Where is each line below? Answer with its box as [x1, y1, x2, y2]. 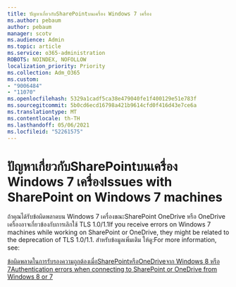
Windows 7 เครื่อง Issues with [7, 174, 173, 190]
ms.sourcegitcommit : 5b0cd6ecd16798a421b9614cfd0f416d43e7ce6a [7, 102, 197, 109]
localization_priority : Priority [7, 63, 106, 70]
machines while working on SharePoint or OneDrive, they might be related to [7, 228, 230, 236]
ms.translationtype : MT [7, 108, 77, 115]
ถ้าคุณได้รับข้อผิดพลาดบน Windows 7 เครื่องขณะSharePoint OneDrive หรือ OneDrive [7, 212, 225, 221]
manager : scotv [7, 30, 52, 37]
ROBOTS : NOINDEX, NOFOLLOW [7, 56, 87, 63]
